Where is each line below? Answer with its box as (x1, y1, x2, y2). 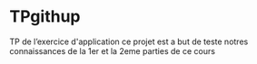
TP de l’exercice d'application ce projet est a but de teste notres (9, 36, 249, 47)
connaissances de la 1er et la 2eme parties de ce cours (9, 45, 216, 56)
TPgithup (9, 6, 81, 27)
